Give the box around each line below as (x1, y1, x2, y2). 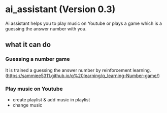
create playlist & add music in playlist (12, 96, 90, 102)
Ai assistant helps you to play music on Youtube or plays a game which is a (5, 20, 162, 26)
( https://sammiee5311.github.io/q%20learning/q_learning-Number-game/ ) (5, 72, 160, 79)
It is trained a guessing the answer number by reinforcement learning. (5, 67, 151, 73)
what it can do (5, 41, 51, 49)
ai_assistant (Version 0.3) (5, 4, 116, 15)
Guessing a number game (5, 56, 70, 63)
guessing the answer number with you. (5, 25, 87, 31)
